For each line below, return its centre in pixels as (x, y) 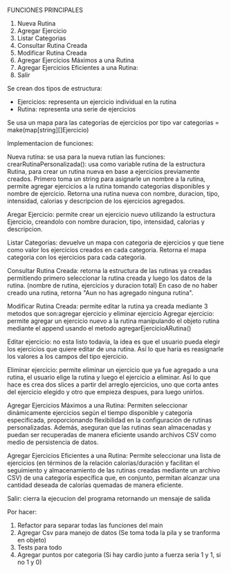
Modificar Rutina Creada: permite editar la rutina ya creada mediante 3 (108, 306)
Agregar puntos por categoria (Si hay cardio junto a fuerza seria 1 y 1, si (119, 555)
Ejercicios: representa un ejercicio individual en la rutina (97, 102)
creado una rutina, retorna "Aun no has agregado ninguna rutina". (100, 293)
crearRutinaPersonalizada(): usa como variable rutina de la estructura (106, 164)
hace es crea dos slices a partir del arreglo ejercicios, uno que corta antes (113, 385)
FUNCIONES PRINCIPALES (45, 10)
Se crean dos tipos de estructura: (55, 88)
